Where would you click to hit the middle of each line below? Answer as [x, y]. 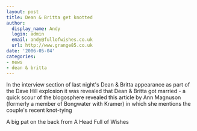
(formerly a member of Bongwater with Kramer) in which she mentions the [98, 104]
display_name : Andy [36, 29]
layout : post [23, 12]
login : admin [28, 34]
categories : [21, 56]
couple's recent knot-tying [39, 110]
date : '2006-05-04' [31, 51]
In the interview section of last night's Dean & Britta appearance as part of [98, 85]
